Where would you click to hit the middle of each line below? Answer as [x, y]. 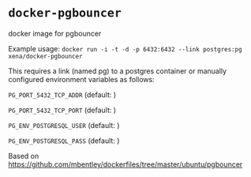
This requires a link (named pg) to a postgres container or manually [118, 71]
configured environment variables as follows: [82, 79]
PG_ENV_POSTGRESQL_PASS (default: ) [64, 141]
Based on [24, 156]
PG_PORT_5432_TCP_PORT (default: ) [62, 110]
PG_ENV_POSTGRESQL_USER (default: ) [64, 125]
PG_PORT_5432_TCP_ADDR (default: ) [62, 94]
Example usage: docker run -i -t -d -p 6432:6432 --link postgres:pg [125, 48]
